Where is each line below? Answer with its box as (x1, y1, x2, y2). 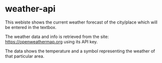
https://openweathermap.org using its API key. (5, 38, 98, 44)
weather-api (5, 3, 56, 14)
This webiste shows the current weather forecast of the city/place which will (5, 19, 158, 25)
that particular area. (5, 53, 45, 59)
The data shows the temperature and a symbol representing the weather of (5, 48, 155, 54)
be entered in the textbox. (5, 24, 57, 30)
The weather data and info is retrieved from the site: (5, 34, 109, 39)
